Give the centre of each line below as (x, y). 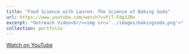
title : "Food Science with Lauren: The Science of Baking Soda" (88, 12)
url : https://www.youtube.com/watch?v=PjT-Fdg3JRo (71, 17)
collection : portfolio (34, 28)
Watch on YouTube (29, 45)
